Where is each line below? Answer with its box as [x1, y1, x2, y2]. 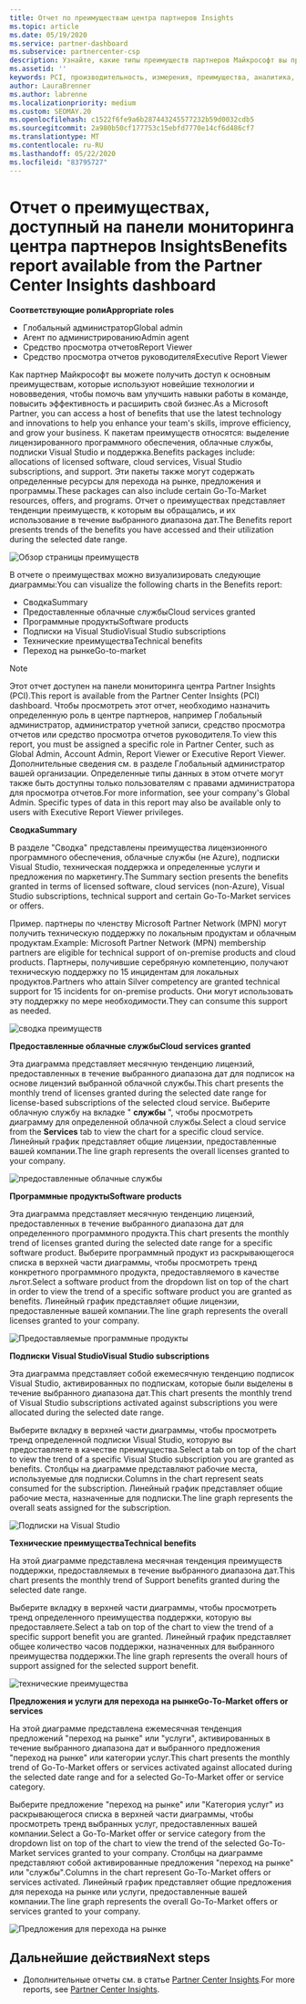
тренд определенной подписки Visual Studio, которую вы [9, 1434, 233, 1445]
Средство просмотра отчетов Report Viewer [22, 341, 193, 352]
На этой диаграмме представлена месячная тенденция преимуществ [9, 1556, 282, 1567]
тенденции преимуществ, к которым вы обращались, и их [9, 505, 237, 516]
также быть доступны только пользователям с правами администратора [9, 778, 296, 789]
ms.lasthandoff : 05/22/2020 [9, 149, 117, 158]
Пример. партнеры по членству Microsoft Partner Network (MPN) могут [9, 918, 287, 929]
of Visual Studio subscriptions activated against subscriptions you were [9, 1398, 278, 1409]
